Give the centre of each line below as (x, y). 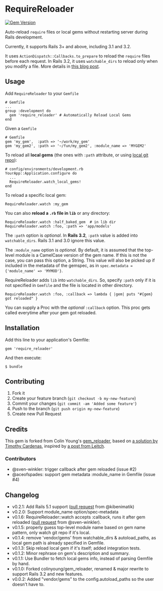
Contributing (25, 381)
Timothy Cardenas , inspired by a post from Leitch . (55, 446)
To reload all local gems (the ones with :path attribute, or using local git (77, 155)
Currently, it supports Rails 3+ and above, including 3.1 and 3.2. (68, 46)
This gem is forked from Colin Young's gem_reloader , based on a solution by (81, 441)
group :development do (28, 111)
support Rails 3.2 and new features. (48, 574)
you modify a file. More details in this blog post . (53, 66)
